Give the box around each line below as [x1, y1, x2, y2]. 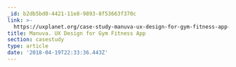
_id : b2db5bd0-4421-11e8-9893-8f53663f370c [7, 10, 137, 17]
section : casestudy [7, 36, 65, 43]
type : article [7, 43, 49, 50]
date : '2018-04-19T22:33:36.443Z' [7, 50, 109, 57]
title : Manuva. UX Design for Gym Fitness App [7, 29, 146, 37]
